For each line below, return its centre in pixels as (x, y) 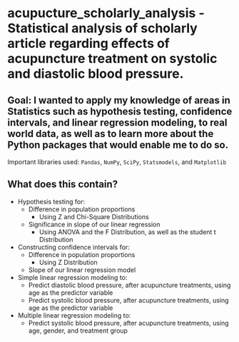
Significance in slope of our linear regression (94, 224)
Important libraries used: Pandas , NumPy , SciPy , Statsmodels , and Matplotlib (117, 162)
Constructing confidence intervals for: (73, 247)
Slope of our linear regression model (82, 270)
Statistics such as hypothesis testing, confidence (120, 111)
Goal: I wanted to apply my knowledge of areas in (119, 100)
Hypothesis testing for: (51, 201)
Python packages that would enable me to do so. (118, 145)
